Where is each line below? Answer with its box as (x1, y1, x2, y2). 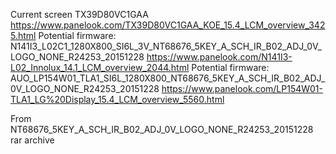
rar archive (10, 134, 55, 146)
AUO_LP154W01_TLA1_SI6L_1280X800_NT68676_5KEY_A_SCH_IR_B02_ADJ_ (10, 72, 326, 84)
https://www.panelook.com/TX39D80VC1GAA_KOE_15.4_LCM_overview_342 (10, 19, 326, 31)
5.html (10, 30, 37, 41)
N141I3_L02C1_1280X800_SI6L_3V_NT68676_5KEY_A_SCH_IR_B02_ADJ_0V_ (10, 40, 322, 52)
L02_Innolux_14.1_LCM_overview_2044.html (10, 62, 190, 73)
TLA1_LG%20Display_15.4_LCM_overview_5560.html (10, 94, 225, 105)
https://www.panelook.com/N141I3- (146, 51, 293, 63)
